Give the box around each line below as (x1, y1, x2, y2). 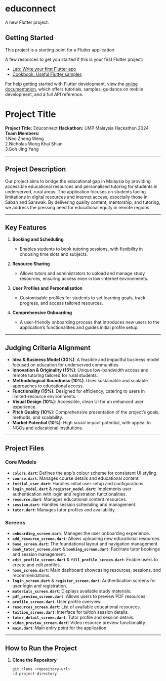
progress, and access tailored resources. (19, 300, 103, 306)
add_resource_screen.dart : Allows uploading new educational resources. (12, 536, 161, 542)
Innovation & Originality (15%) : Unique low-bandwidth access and (12, 367, 149, 373)
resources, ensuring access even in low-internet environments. (19, 275, 149, 282)
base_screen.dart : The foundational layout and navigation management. (12, 541, 159, 547)
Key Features (5, 223, 47, 231)
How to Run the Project (5, 644, 78, 652)
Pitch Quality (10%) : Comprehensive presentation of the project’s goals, (12, 409, 160, 415)
